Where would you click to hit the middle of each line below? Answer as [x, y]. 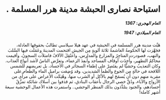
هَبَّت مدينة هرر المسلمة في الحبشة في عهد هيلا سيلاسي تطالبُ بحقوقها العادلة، [88, 45]
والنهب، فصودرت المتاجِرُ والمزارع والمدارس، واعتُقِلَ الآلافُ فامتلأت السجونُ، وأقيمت [83, 56]
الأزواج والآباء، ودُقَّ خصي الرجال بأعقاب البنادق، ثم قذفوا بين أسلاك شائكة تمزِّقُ [88, 82]
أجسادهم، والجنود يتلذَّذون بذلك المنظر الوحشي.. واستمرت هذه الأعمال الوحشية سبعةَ [83, 87]
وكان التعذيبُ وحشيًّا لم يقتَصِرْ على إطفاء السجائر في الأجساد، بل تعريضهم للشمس [85, 66]
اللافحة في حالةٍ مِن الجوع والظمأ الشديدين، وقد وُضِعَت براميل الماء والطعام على [87, 71]
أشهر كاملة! [150, 92]
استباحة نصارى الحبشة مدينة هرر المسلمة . [83, 9]
